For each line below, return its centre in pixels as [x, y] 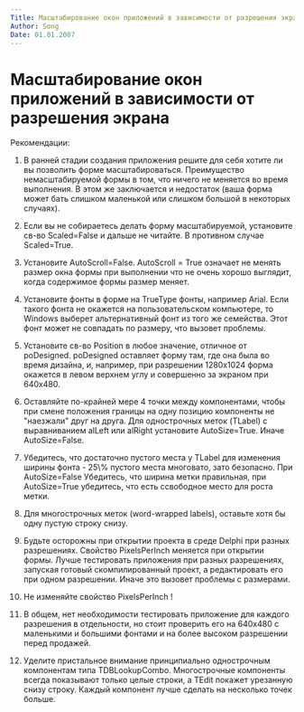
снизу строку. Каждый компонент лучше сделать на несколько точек [157, 689]
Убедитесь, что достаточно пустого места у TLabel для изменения [152, 458]
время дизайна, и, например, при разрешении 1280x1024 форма [148, 365]
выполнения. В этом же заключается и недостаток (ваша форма [148, 189]
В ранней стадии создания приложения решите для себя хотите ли [153, 160]
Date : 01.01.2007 [43, 34]
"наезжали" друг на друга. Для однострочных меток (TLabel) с [145, 421]
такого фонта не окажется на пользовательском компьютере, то [148, 309]
